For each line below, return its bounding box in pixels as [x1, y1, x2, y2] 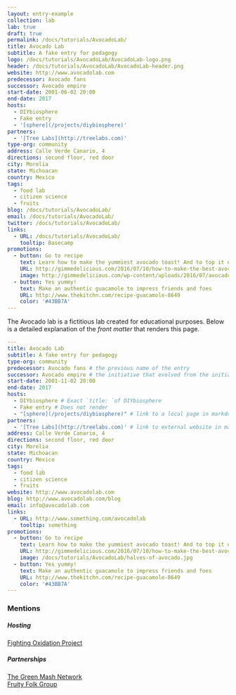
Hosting [7, 620, 32, 630]
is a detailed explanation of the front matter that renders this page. [7, 325, 200, 333]
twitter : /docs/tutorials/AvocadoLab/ [7, 219, 121, 227]
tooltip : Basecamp [20, 239, 74, 246]
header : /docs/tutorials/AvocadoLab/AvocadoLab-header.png [7, 63, 184, 70]
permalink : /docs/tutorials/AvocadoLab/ [7, 37, 128, 44]
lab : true [7, 23, 37, 30]
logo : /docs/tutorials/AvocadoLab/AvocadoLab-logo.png [7, 56, 171, 63]
